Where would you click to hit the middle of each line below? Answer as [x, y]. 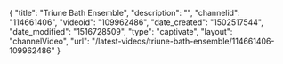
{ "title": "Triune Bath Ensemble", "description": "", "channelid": [125, 13]
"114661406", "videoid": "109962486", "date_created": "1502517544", [137, 22]
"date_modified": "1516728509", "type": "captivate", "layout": [121, 32]
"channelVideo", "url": [50, 41]
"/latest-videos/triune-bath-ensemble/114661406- [183, 41]
